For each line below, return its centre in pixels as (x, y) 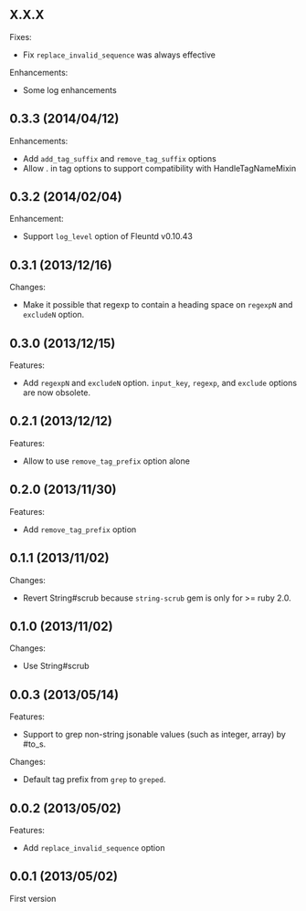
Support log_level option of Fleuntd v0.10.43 (108, 236)
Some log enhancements (69, 89)
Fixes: (21, 37)
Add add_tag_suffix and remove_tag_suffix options (120, 158)
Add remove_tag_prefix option (79, 529)
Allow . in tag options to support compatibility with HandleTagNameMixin (159, 168)
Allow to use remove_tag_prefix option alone (106, 461)
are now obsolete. (57, 393)
